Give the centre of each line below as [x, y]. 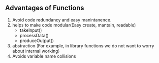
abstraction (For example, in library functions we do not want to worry [83, 45]
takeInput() [31, 30]
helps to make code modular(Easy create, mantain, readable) [74, 25]
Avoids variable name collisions [44, 56]
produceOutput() [37, 41]
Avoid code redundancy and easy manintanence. [62, 20]
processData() [34, 35]
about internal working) [36, 51]
